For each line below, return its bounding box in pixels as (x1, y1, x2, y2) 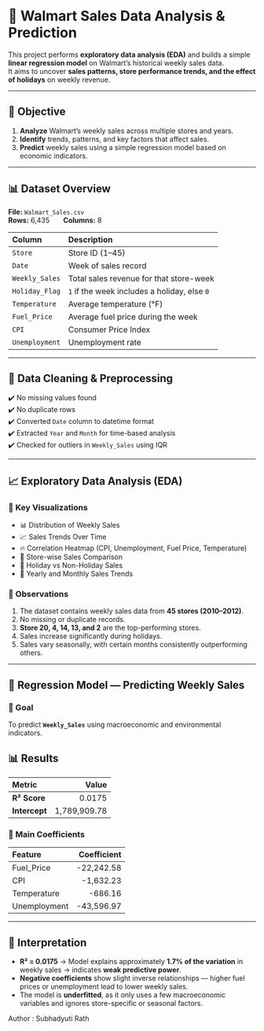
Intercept (12, 805, 47, 816)
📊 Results (8, 752, 59, 765)
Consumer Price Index (68, 324, 151, 335)
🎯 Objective (8, 105, 66, 119)
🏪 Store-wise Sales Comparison (19, 552, 123, 562)
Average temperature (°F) (68, 298, 163, 309)
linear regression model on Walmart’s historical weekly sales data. (8, 58, 225, 68)
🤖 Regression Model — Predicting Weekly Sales (8, 678, 245, 691)
